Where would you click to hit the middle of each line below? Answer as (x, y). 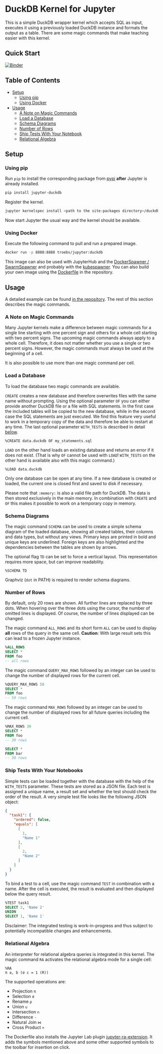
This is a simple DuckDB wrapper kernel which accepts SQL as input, (74, 22)
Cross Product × (28, 1027)
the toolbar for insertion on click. (38, 1047)
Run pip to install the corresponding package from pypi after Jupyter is (76, 178)
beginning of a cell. (24, 353)
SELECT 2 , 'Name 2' (25, 907)
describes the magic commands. (38, 304)
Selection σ (23, 996)
